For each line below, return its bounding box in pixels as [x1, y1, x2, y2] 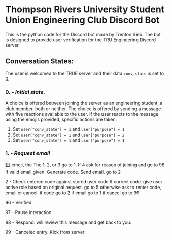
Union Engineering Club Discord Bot [5, 14, 160, 26]
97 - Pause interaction [5, 209, 52, 216]
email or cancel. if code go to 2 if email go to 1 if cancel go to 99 [5, 190, 140, 196]
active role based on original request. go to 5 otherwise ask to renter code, [5, 184, 161, 191]
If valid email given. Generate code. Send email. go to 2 [5, 169, 121, 175]
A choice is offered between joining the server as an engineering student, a [5, 100, 163, 106]
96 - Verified [5, 200, 32, 206]
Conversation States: [5, 57, 74, 66]
